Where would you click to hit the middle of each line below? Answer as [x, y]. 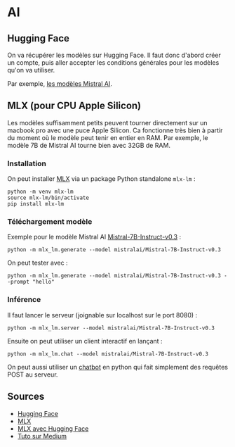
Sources [26, 397]
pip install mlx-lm [36, 204]
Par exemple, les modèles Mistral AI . [60, 84]
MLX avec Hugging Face [53, 428]
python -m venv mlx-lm [40, 192]
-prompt [19, 282]
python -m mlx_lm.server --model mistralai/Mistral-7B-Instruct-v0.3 [111, 328]
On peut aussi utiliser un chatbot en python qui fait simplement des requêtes [117, 367]
